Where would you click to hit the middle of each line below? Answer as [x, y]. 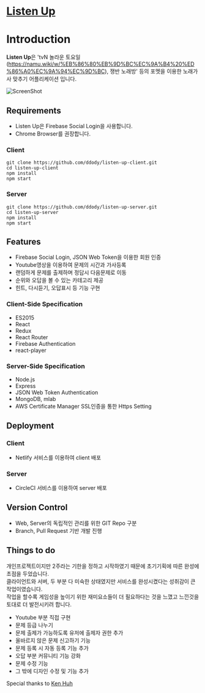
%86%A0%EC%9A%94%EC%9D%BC [56, 71]
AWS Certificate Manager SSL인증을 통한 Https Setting [83, 406]
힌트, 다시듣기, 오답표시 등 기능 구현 [58, 288]
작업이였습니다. [24, 589]
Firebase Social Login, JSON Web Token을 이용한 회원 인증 [88, 257]
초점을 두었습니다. [28, 573]
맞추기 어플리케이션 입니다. [45, 79]
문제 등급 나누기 [34, 625]
